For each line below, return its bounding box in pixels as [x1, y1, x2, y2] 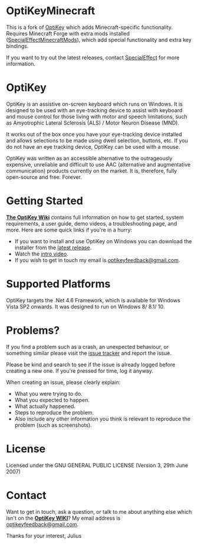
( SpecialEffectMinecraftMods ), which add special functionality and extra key [6, 36, 192, 43]
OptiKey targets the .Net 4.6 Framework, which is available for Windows [6, 296, 181, 303]
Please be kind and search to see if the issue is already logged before [6, 361, 176, 368]
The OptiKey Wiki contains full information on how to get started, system [6, 214, 184, 221]
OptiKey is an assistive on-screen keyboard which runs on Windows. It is [6, 100, 183, 107]
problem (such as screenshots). [14, 421, 93, 429]
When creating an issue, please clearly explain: [6, 378, 121, 386]
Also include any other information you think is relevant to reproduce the [14, 415, 190, 422]
